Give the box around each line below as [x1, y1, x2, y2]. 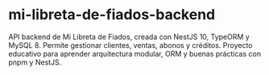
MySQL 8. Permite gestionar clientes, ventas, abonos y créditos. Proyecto [8, 40, 253, 49]
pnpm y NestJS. [8, 57, 62, 67]
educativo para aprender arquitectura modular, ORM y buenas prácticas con [8, 49, 262, 58]
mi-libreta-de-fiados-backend [8, 6, 216, 24]
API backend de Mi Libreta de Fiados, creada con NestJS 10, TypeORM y [8, 32, 250, 41]
